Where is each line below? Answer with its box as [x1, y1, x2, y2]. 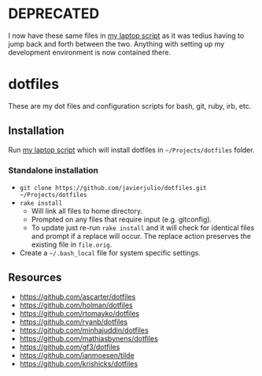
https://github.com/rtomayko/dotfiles [19, 308, 140, 318]
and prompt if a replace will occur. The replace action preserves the [31, 231, 252, 240]
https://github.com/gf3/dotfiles [19, 342, 120, 352]
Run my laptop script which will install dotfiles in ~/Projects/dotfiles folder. [8, 145, 255, 154]
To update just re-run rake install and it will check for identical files [31, 222, 255, 233]
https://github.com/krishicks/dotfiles [19, 359, 138, 368]
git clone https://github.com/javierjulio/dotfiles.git [19, 184, 207, 192]
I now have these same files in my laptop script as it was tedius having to [8, 31, 245, 40]
